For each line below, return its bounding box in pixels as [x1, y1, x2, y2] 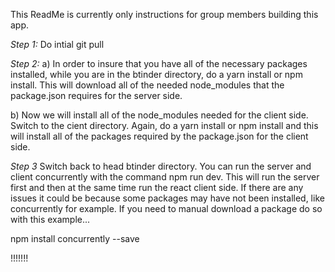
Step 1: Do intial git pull [10, 39, 105, 50]
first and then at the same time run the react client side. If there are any [10, 182, 304, 193]
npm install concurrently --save [10, 233, 140, 244]
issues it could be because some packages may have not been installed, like [10, 192, 325, 204]
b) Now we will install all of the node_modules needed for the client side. [10, 109, 309, 121]
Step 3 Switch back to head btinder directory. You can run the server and [10, 160, 312, 172]
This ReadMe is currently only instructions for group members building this [10, 9, 319, 20]
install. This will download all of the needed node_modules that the [10, 79, 285, 91]
